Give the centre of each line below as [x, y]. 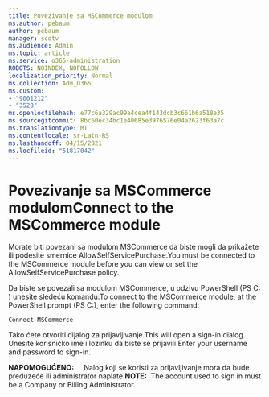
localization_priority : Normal [61, 76]
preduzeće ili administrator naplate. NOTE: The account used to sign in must [134, 376]
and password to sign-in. [49, 352]
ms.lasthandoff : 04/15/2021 [55, 143]
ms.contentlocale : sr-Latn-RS [59, 135]
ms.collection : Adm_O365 [50, 83]
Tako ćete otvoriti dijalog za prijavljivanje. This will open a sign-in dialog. [127, 335]
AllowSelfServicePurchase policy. [64, 273]
